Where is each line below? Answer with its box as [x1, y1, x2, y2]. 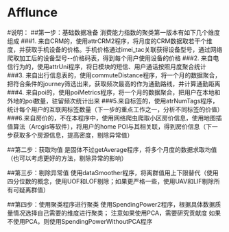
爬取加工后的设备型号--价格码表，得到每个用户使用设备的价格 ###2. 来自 [7, 53, 213, 62]
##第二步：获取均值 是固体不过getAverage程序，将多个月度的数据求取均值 [7, 145, 217, 153]
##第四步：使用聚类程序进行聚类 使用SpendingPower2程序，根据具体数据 [7, 200, 215, 208]
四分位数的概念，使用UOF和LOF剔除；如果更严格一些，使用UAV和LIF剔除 [7, 177, 215, 185]
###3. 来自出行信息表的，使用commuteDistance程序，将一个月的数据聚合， [7, 70, 221, 79]
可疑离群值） [12, 185, 49, 194]
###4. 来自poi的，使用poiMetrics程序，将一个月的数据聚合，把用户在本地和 [7, 88, 221, 96]
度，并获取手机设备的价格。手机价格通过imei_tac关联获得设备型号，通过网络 [7, 45, 223, 53]
